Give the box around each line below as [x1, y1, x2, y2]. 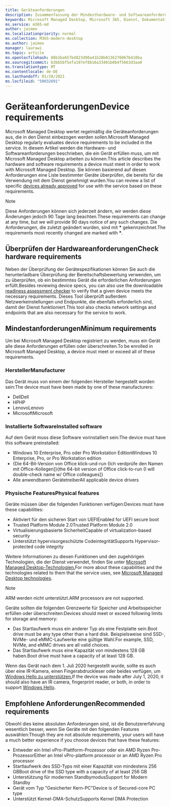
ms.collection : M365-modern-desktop [5, 36, 83, 41]
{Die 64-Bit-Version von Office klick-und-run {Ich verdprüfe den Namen [12, 460, 163, 466]
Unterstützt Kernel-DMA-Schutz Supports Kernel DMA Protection [12, 796, 149, 802]
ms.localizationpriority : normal [5, 31, 76, 36]
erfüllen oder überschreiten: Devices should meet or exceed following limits [5, 610, 163, 616]
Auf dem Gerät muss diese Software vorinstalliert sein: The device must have [5, 434, 166, 440]
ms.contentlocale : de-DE [5, 69, 58, 75]
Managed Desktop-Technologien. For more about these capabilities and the [5, 564, 163, 571]
